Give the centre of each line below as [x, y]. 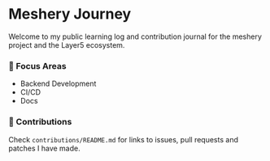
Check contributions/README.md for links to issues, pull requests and [123, 139]
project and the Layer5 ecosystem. [67, 44]
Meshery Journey [70, 14]
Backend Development [58, 84]
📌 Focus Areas [37, 66]
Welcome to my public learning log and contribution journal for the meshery [135, 36]
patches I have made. [44, 148]
